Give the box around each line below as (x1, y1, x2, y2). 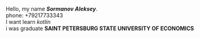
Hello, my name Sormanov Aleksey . (6, 6, 98, 12)
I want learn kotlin (6, 18, 51, 25)
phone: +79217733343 (6, 12, 63, 19)
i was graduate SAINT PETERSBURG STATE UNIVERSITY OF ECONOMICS (6, 25, 194, 32)
